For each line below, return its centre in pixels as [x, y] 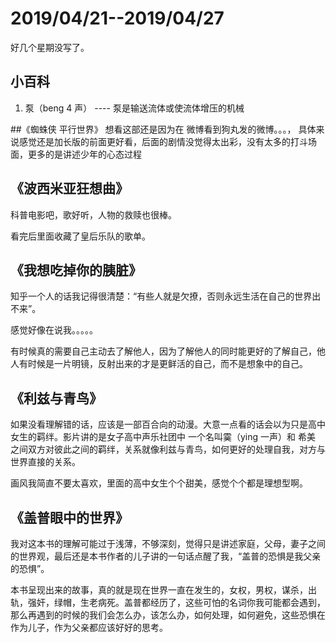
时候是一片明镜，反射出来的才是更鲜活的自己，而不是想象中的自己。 [167, 364]
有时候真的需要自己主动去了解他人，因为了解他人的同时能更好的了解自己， [163, 351]
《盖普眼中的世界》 [69, 517]
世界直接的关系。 [45, 462]
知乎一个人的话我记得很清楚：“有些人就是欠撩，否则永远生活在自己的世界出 [166, 296]
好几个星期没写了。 [50, 47]
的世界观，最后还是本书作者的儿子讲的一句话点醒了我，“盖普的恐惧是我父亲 [166, 556]
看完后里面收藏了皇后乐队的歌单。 [80, 236]
